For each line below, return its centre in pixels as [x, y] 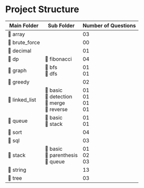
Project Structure [42, 9]
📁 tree [15, 178]
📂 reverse [56, 109]
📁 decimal [20, 50]
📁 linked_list [22, 99]
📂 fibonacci [58, 59]
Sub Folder [61, 25]
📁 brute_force [24, 42]
